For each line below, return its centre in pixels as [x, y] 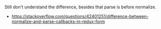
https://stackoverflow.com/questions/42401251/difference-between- [80, 16]
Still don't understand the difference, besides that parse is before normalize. [80, 7]
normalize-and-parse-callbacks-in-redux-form [58, 22]
